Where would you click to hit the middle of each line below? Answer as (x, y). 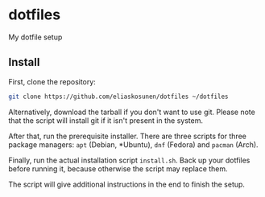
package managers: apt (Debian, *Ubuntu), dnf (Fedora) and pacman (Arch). (134, 144)
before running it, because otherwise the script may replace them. (118, 168)
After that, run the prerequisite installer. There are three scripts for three (128, 136)
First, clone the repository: (52, 81)
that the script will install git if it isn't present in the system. (106, 120)
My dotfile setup (35, 37)
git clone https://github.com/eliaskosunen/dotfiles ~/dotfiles (118, 96)
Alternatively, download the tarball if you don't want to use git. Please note (132, 112)
